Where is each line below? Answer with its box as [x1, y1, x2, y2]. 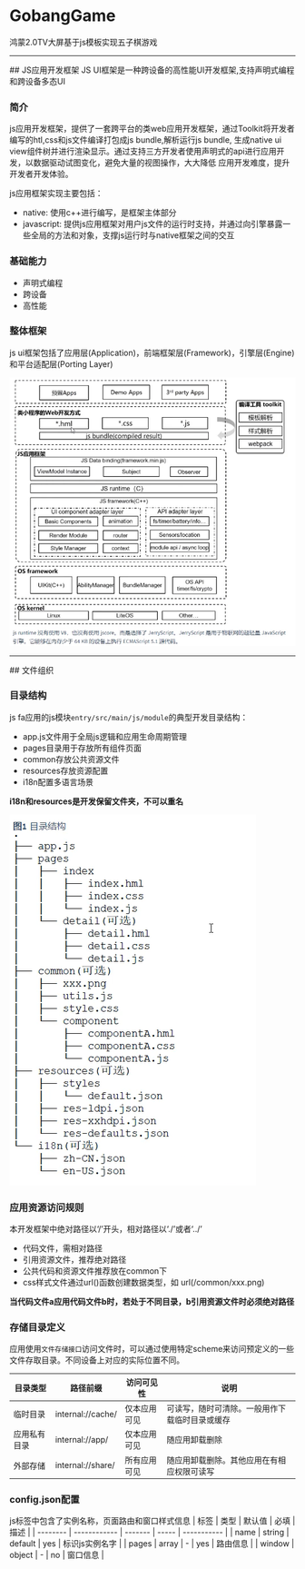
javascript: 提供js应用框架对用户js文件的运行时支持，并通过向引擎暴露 [22, 219, 283, 230]
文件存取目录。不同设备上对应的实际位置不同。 [9, 1355, 184, 1365]
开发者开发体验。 [9, 169, 74, 180]
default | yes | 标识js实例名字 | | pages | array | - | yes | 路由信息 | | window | [9, 1538, 295, 1549]
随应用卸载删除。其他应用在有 [166, 1455, 279, 1465]
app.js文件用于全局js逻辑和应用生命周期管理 [22, 730, 188, 741]
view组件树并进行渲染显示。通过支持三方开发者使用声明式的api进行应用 [9, 146, 277, 157]
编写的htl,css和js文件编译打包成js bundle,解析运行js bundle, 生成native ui [9, 134, 282, 145]
